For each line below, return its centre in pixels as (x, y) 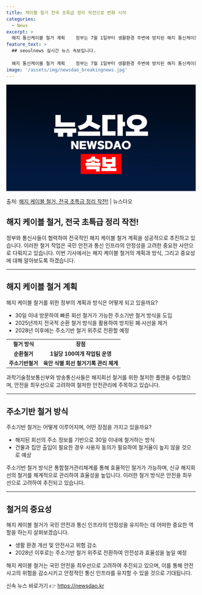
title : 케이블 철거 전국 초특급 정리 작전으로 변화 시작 (66, 13)
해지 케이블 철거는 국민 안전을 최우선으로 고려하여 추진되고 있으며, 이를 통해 (94, 565)
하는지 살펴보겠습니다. (43, 532)
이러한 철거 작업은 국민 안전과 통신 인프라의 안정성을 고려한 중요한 (101, 245)
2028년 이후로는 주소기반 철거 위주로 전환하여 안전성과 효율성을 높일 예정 (101, 553)
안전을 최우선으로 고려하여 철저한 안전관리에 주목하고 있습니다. (87, 385)
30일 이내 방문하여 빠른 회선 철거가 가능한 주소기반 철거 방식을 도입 (93, 315)
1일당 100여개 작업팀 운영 (81, 353)
